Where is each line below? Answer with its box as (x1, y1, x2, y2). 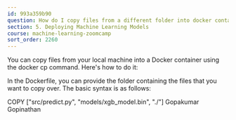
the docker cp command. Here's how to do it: (7, 63, 138, 72)
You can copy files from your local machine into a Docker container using (7, 55, 220, 64)
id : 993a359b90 (7, 10, 52, 18)
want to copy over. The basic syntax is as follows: (7, 84, 151, 93)
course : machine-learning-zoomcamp (7, 29, 112, 37)
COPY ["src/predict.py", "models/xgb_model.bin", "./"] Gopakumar (7, 98, 199, 106)
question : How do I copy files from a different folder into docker (7, 17, 212, 24)
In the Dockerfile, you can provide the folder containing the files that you (7, 76, 218, 85)
